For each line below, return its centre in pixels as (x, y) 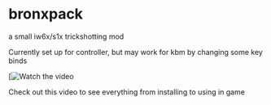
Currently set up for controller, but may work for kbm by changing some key (135, 52)
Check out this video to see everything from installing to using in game (127, 92)
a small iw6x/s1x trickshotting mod (66, 36)
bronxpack (46, 14)
